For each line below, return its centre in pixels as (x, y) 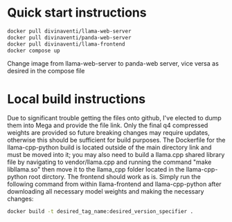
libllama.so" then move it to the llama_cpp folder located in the (96, 169)
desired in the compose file (46, 71)
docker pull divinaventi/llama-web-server (69, 31)
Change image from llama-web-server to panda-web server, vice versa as (113, 64)
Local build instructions (77, 99)
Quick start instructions (77, 13)
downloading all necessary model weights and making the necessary (106, 192)
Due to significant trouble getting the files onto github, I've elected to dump (114, 118)
